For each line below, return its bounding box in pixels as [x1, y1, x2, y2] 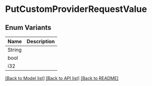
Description [26, 38, 55, 45]
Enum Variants [5, 23, 51, 32]
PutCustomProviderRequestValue [5, 3, 147, 15]
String [7, 46, 22, 53]
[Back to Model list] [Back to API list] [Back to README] [5, 76, 119, 81]
